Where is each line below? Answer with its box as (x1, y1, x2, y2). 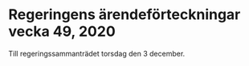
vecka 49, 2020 (8, 22, 116, 41)
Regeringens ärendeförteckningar (8, 6, 241, 24)
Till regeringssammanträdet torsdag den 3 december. (8, 49, 186, 58)
